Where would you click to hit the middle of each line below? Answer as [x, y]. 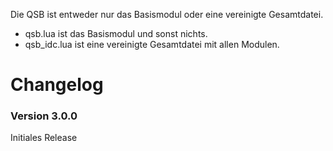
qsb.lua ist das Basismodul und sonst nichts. [116, 33]
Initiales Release [44, 138]
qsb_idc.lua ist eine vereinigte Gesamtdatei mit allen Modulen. [152, 44]
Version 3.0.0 [44, 116]
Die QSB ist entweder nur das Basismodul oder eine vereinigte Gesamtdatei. [167, 14]
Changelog [57, 85]
